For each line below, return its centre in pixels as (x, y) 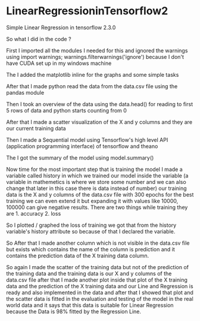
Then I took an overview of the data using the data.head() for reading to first (100, 104)
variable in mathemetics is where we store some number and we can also (96, 182)
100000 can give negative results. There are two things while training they (97, 207)
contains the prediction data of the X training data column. (78, 255)
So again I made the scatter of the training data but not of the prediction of (98, 267)
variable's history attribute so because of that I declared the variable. (91, 231)
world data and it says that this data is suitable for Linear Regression (90, 305)
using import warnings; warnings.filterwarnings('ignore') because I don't (95, 57)
